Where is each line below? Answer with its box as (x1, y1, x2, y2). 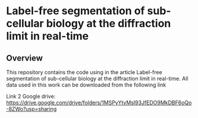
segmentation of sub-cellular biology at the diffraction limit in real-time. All (6, 75, 188, 82)
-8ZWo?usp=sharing (6, 106, 57, 112)
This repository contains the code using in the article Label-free (6, 69, 162, 75)
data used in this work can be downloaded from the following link (6, 81, 166, 88)
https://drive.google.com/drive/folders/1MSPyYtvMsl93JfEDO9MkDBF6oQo (6, 99, 192, 106)
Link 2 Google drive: (6, 93, 56, 100)
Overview (6, 53, 43, 63)
